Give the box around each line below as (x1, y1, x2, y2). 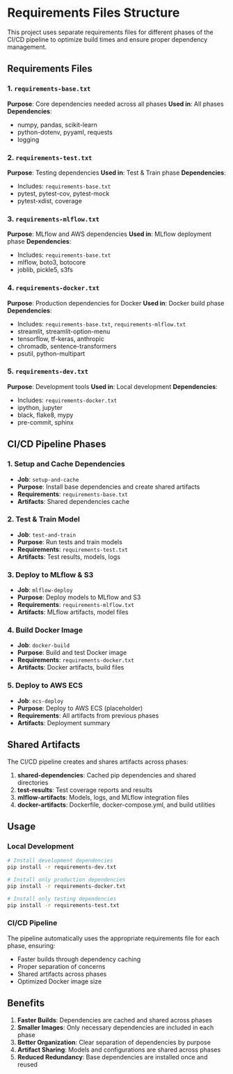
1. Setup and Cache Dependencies (7, 459, 125, 469)
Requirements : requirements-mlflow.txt (17, 601, 134, 609)
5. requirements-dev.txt (7, 367, 89, 377)
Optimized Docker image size (17, 977, 102, 986)
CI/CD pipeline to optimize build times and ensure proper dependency (7, 35, 208, 43)
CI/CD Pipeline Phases (7, 439, 106, 450)
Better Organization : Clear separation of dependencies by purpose (17, 1038, 211, 1046)
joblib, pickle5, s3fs (17, 266, 73, 274)
